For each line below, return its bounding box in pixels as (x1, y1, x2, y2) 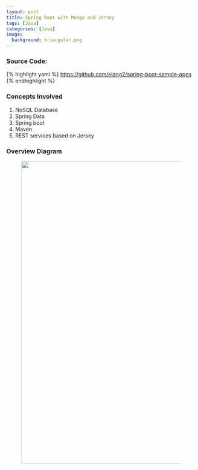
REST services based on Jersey (14, 131, 95, 139)
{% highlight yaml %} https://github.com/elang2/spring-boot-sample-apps (6, 71, 192, 78)
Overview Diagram (6, 147, 62, 155)
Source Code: (6, 57, 48, 65)
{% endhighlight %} (6, 77, 56, 85)
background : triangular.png (11, 37, 83, 43)
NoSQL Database (14, 106, 59, 113)
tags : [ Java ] (6, 20, 39, 26)
